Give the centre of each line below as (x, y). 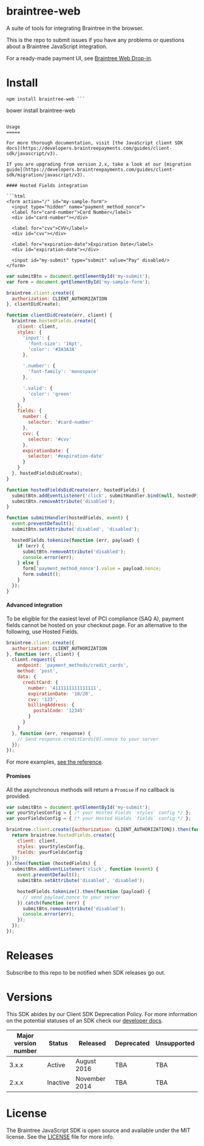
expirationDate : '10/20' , (61, 694)
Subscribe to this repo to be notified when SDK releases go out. (86, 972)
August (86, 1061)
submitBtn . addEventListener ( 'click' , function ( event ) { (85, 869)
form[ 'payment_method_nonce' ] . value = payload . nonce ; (92, 569)
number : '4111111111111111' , (65, 688)
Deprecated (132, 1043)
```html (16, 196)
